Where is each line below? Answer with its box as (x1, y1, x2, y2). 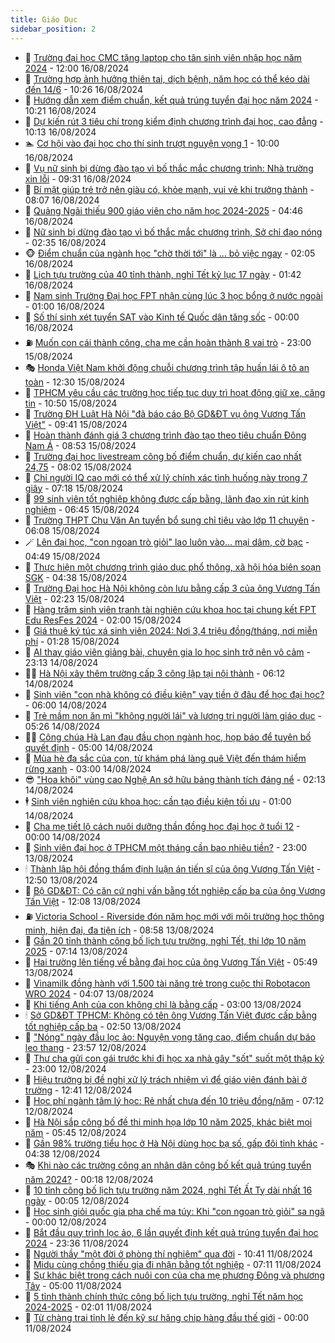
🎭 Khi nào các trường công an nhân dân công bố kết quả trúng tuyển (24, 1159, 312, 1171)
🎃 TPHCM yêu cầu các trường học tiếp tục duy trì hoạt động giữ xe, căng (24, 386, 326, 398)
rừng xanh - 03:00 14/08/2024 (24, 762, 152, 775)
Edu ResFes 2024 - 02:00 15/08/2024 (24, 614, 182, 626)
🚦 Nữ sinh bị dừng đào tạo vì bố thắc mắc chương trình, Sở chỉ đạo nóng (24, 226, 323, 238)
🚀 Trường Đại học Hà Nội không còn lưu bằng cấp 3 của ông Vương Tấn (24, 582, 321, 594)
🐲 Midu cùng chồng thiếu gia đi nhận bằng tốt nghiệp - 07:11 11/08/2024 (24, 1258, 322, 1270)
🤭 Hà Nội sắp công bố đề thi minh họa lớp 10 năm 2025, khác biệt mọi (24, 1116, 313, 1128)
